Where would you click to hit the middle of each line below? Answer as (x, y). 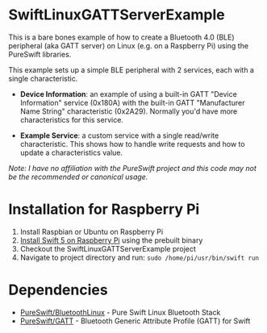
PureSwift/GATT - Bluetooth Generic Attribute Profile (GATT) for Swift (135, 321)
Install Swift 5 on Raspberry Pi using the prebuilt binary (111, 240)
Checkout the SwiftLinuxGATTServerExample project (108, 248)
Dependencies (58, 290)
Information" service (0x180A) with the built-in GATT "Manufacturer (132, 102)
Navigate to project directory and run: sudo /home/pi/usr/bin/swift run (140, 257)
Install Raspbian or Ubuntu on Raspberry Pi (92, 231)
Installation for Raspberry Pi (104, 209)
